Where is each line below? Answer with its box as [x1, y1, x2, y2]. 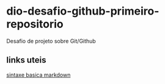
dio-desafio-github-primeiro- [6, 4, 159, 18]
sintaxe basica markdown [6, 71, 71, 79]
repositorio [6, 17, 64, 31]
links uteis [6, 55, 46, 65]
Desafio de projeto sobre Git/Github [6, 37, 96, 44]
